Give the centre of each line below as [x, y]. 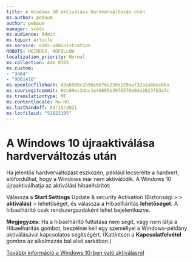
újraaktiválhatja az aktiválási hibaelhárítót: [59, 186]
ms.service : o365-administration [49, 46]
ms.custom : [20, 68]
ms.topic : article [29, 40]
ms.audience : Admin [31, 34]
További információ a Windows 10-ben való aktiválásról [75, 253]
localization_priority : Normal [46, 57]
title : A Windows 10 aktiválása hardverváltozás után [76, 12]
